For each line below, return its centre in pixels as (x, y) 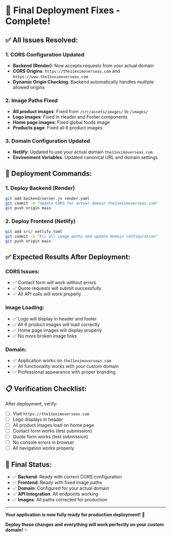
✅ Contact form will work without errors (54, 283)
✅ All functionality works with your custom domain (66, 366)
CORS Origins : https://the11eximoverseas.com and (66, 71)
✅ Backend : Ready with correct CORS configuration (67, 477)
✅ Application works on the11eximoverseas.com (62, 360)
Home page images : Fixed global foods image (61, 122)
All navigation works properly (44, 448)
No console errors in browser (43, 442)
